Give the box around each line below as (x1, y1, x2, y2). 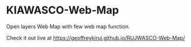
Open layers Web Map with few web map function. (6, 23, 130, 30)
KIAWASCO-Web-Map (6, 4, 119, 17)
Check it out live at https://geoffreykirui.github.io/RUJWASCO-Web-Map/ (6, 34, 186, 41)
